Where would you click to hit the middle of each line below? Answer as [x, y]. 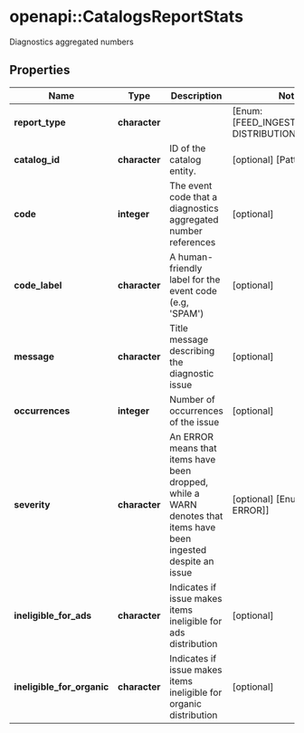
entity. [182, 171]
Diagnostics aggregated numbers [71, 42]
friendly [185, 268]
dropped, [189, 481]
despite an [191, 561]
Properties [40, 70]
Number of [192, 399]
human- [196, 257]
